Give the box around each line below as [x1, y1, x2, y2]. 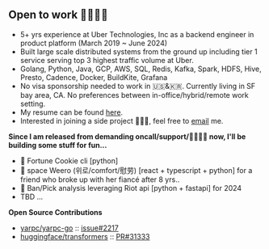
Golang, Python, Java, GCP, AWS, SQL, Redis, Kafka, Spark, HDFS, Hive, [19, 64, 262, 74]
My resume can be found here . [19, 107, 124, 117]
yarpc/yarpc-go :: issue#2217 [19, 223, 119, 233]
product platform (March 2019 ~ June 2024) [19, 38, 168, 48]
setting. [19, 99, 46, 108]
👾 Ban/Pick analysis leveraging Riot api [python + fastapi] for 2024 [19, 183, 242, 192]
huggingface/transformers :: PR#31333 [19, 231, 150, 241]
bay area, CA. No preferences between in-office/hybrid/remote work [19, 90, 249, 99]
